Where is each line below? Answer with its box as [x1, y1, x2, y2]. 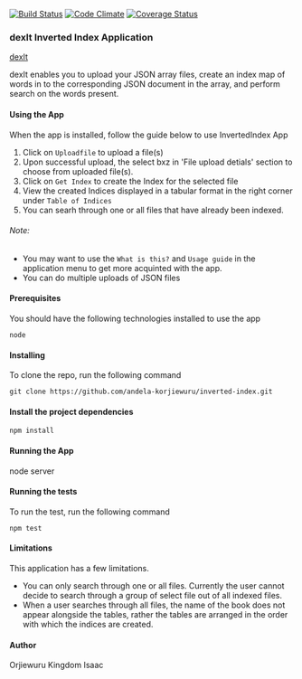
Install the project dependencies [9, 406, 134, 417]
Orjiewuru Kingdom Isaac [9, 660, 104, 671]
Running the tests [9, 486, 78, 497]
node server [9, 466, 55, 476]
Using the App [9, 108, 65, 119]
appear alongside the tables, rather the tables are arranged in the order [22, 608, 288, 619]
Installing [9, 349, 45, 361]
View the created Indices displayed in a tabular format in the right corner [22, 185, 293, 196]
